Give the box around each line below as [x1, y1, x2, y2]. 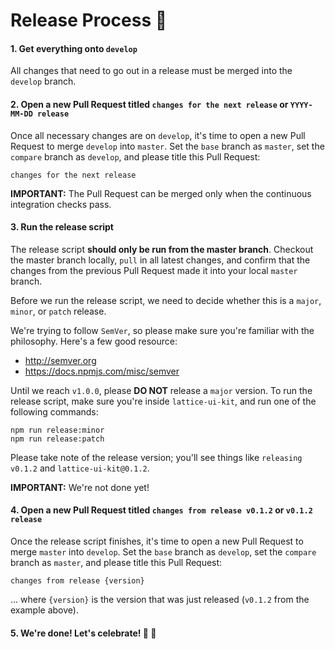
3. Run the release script [10, 221, 114, 233]
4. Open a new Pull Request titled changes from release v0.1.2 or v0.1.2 [10, 504, 313, 516]
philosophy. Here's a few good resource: [10, 335, 178, 347]
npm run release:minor [10, 425, 105, 435]
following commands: [10, 405, 99, 418]
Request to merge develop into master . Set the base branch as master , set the [10, 140, 325, 152]
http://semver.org [24, 354, 97, 366]
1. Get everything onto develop [10, 42, 138, 54]
